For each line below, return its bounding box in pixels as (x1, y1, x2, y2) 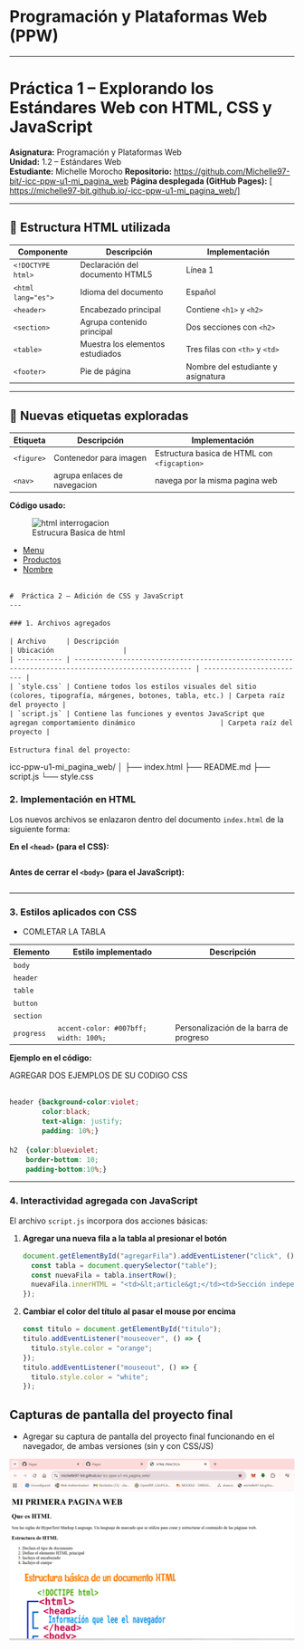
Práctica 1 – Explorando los (9, 79, 214, 99)
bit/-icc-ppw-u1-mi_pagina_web (9, 175, 129, 187)
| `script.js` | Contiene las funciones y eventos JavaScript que (9, 709, 265, 718)
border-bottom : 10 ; (25, 1155, 100, 1165)
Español (185, 287, 216, 298)
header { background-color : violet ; (9, 1098, 140, 1107)
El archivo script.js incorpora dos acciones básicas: (9, 1215, 208, 1226)
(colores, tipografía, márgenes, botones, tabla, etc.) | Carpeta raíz (9, 691, 285, 700)
